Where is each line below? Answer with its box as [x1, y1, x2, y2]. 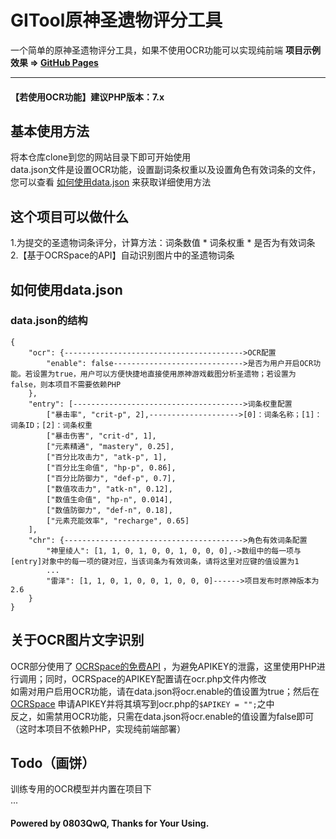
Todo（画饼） [10, 755, 96, 772]
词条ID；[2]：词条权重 [10, 420, 93, 430]
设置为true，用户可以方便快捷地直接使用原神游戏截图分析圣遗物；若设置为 [32, 369, 297, 379]
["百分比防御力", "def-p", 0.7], [46, 473, 177, 483]
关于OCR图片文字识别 [10, 632, 145, 649]
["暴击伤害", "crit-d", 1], [46, 431, 157, 441]
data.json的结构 [10, 314, 88, 328]
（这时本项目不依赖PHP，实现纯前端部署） [10, 722, 187, 735]
